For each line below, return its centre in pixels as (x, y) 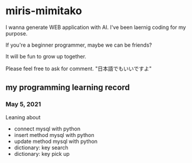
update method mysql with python (56, 141)
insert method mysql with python (54, 135)
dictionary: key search (41, 147)
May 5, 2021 (23, 105)
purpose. (17, 33)
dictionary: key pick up (42, 154)
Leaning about (23, 117)
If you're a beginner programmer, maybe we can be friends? (79, 45)
